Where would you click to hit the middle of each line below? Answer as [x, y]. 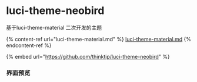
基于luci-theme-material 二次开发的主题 [54, 27]
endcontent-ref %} [29, 45]
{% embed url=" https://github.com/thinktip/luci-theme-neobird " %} [88, 56]
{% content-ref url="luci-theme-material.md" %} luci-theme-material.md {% [99, 39]
